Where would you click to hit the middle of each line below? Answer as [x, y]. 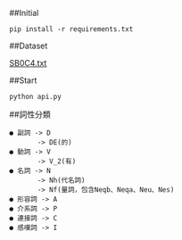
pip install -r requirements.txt [71, 29]
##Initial [24, 13]
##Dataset [29, 46]
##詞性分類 [30, 114]
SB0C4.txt [28, 63]
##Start [23, 80]
